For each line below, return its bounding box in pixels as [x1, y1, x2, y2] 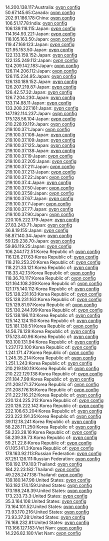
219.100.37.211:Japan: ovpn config [5, 163, 75, 169]
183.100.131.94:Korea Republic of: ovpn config [5, 339, 99, 344]
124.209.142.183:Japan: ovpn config [5, 62, 79, 68]
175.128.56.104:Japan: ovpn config [5, 116, 76, 121]
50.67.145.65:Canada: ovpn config [5, 9, 75, 15]
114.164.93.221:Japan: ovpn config [5, 31, 76, 36]
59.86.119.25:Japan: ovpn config [5, 243, 71, 249]
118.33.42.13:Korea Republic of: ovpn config [5, 270, 95, 275]
